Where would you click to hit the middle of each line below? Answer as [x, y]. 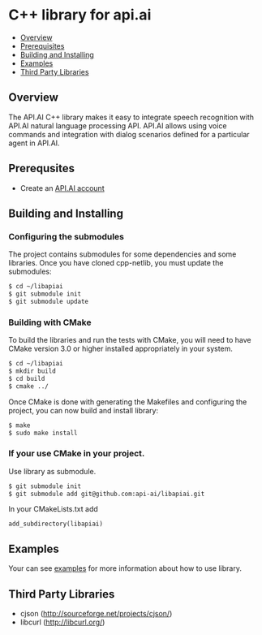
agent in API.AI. [34, 143]
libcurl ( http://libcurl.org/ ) [62, 622]
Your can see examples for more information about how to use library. [125, 568]
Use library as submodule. [52, 471]
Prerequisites [42, 45]
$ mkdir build [32, 371]
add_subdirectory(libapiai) [56, 524]
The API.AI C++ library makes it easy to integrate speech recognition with [131, 117]
